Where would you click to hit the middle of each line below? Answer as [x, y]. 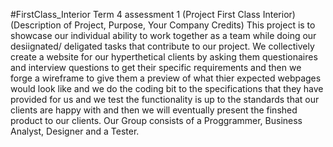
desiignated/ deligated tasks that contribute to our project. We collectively [162, 46]
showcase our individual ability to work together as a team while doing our [163, 35]
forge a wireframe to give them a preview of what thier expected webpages [166, 78]
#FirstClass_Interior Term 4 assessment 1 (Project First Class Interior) [153, 14]
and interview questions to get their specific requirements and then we [156, 67]
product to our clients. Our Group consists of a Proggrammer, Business [156, 120]
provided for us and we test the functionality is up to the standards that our [165, 99]
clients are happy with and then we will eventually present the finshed [154, 110]
